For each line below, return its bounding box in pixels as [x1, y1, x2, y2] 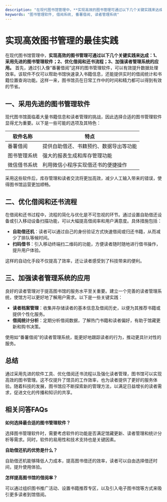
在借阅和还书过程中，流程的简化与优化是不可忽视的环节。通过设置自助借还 [5, 212, 158, 218]
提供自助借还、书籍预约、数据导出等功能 [42, 143, 138, 150]
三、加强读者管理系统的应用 [5, 274, 90, 282]
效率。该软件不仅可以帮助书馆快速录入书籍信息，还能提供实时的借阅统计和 [5, 71, 158, 77]
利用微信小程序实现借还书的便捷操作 [42, 162, 128, 169]
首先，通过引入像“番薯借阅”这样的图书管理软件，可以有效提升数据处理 [14, 65, 159, 71]
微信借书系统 [7, 162, 38, 169]
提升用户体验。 [12, 248, 43, 253]
